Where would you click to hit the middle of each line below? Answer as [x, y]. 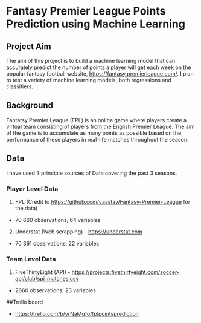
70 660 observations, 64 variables [58, 220]
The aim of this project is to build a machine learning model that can [91, 61]
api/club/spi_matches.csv [47, 279]
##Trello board [25, 302]
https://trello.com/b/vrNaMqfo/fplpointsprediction [77, 314]
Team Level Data [31, 259]
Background [30, 106]
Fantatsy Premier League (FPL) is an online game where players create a [97, 120]
